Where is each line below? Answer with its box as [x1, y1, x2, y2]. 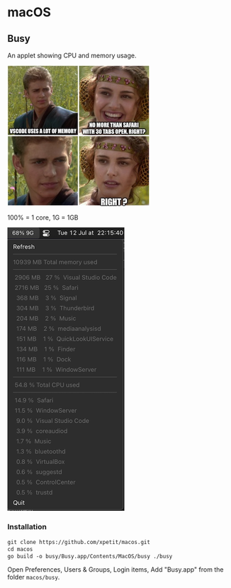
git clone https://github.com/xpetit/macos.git [7, 539, 151, 546]
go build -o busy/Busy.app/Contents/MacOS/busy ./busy [7, 553, 173, 560]
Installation [7, 521, 47, 531]
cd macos [7, 546, 33, 553]
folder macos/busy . [7, 573, 60, 582]
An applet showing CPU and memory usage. [7, 51, 137, 60]
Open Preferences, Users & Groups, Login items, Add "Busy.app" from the [7, 565, 224, 574]
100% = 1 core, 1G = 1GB [7, 213, 79, 222]
